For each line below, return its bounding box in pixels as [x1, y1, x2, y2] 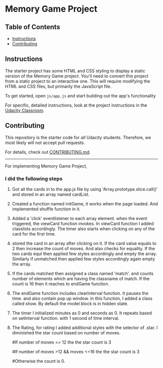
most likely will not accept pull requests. [5, 140, 85, 146]
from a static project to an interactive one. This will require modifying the [5, 78, 150, 84]
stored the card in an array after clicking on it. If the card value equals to [12, 240, 157, 246]
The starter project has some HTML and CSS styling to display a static [5, 68, 146, 74]
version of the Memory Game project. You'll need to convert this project [5, 73, 149, 79]
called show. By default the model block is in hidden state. [12, 300, 129, 306]
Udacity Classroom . [5, 107, 45, 113]
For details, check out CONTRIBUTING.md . [5, 149, 91, 155]
